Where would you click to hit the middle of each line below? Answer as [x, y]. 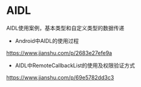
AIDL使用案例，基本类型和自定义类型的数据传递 [65, 28]
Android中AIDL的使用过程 [47, 40]
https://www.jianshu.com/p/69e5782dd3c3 [60, 77]
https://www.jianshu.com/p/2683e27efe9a [59, 53]
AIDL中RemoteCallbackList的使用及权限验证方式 [75, 65]
